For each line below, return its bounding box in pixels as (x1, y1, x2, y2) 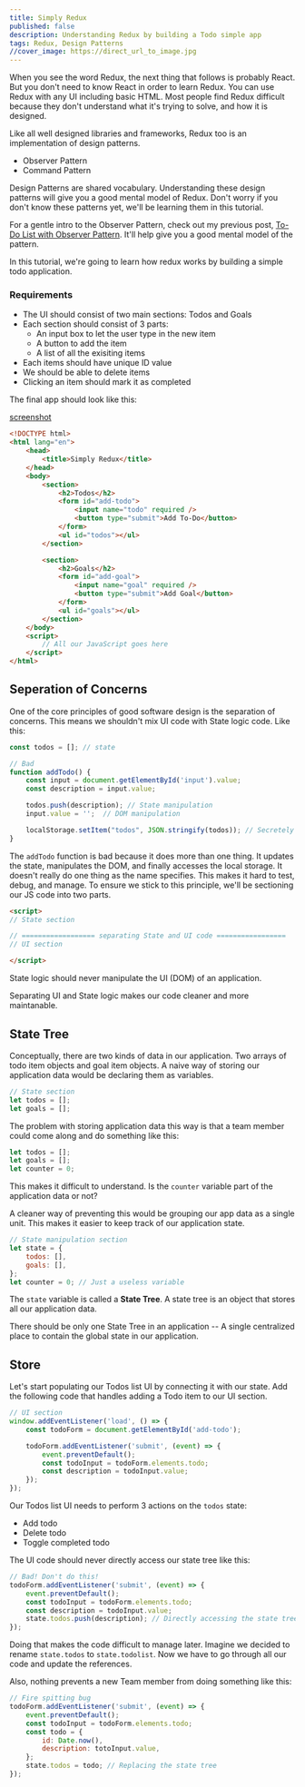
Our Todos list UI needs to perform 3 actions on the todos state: (9, 1500, 248, 1511)
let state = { (9, 1244, 64, 1253)
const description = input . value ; (25, 784, 156, 794)
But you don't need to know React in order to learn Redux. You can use (9, 82, 275, 93)
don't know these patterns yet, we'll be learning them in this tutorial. (9, 201, 264, 213)
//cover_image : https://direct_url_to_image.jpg (9, 47, 197, 56)
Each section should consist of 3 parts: (22, 319, 170, 329)
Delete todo (22, 1527, 66, 1538)
